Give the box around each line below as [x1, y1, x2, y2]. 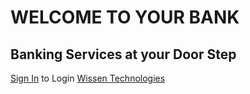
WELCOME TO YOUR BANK [10, 6, 240, 29]
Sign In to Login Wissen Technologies [10, 72, 166, 84]
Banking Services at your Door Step [10, 46, 237, 63]
